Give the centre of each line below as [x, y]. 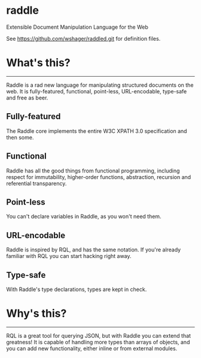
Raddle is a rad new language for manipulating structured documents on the [100, 85]
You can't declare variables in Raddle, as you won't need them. [84, 217]
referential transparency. [36, 183]
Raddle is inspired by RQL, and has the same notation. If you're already [94, 250]
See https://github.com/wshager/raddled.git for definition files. [83, 38]
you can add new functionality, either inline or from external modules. [92, 348]
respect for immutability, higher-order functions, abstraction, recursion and [99, 177]
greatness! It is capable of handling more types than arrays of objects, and [98, 342]
